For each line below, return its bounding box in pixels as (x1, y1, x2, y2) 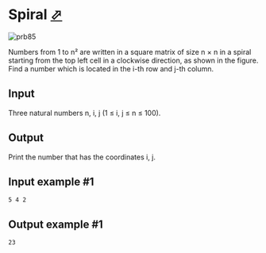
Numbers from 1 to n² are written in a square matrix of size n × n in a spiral (8, 47, 252, 56)
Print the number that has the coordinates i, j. (8, 152, 156, 162)
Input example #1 (8, 174, 94, 188)
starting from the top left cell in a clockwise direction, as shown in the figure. (8, 56, 259, 65)
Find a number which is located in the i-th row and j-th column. (8, 63, 214, 73)
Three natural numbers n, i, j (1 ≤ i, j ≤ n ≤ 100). (8, 108, 161, 117)
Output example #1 (8, 217, 103, 231)
